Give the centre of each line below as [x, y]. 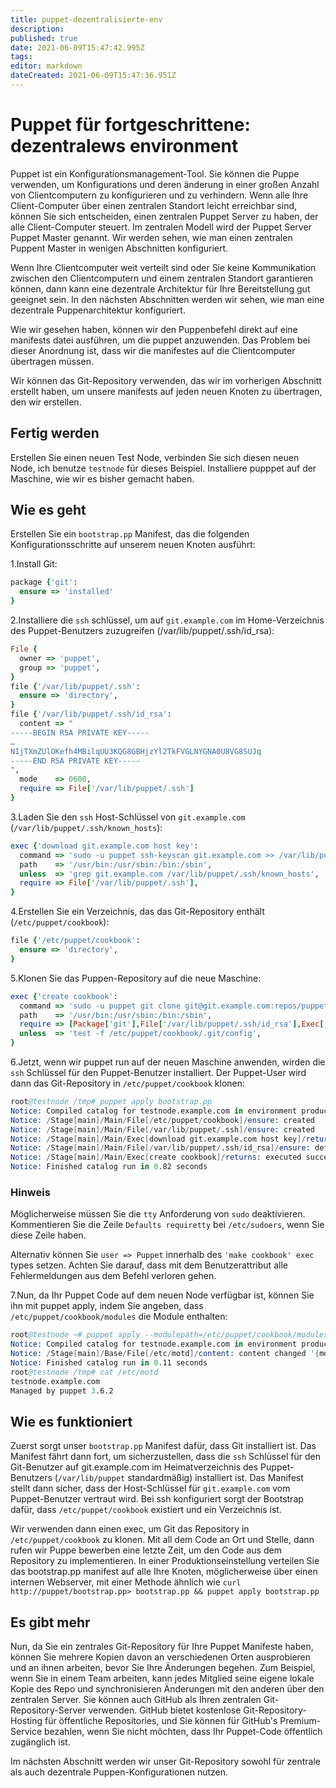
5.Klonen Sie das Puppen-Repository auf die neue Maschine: [136, 978]
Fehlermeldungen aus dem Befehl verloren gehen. [113, 1276]
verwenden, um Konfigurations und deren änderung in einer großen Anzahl [165, 184]
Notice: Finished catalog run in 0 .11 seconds [109, 1362]
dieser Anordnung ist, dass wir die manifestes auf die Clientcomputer [153, 350]
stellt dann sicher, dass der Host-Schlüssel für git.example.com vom [150, 1488]
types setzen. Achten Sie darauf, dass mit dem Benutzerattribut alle [149, 1265]
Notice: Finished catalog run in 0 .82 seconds [109, 1167]
